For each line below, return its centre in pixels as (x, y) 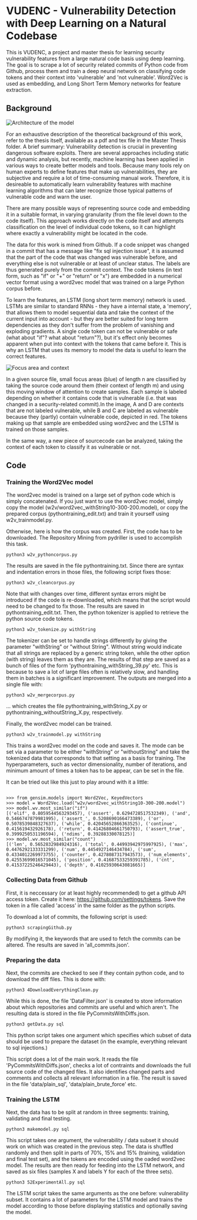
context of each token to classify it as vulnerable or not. (74, 447)
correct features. (26, 356)
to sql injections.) (27, 1048)
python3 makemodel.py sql (38, 1129)
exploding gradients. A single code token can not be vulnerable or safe (92, 331)
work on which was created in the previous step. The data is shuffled (90, 1147)
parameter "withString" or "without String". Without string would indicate (94, 647)
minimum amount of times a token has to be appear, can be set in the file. (95, 771)
